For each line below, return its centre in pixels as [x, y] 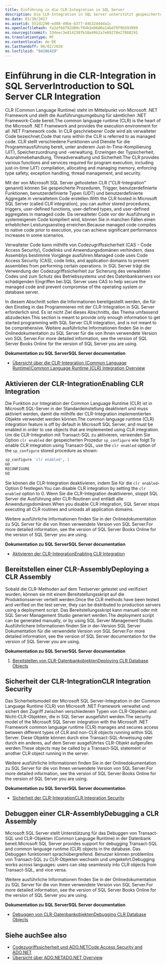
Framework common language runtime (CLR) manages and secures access [82, 727]
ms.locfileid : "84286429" [32, 51]
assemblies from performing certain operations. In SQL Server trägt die [78, 266]
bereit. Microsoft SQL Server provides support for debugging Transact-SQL [81, 844]
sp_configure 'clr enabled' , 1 [37, 460]
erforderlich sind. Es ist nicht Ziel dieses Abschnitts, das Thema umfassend [82, 312]
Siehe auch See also [36, 935]
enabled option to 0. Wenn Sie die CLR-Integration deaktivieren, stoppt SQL [82, 493]
